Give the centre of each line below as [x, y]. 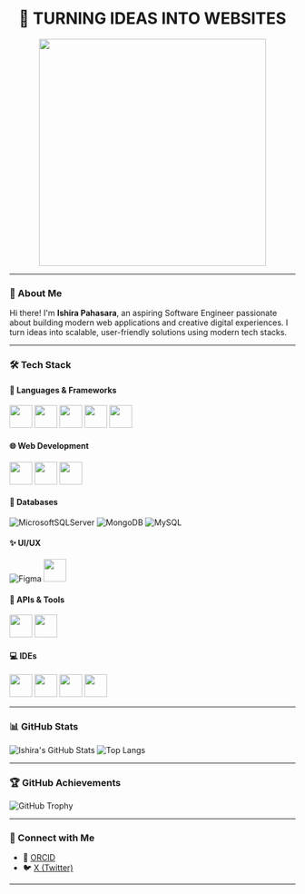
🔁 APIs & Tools [37, 600]
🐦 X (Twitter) [48, 868]
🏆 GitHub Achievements [65, 782]
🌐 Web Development [49, 445]
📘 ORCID [39, 858]
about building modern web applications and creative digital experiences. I [149, 323]
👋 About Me [36, 293]
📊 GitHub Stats [44, 727]
